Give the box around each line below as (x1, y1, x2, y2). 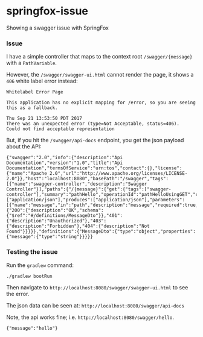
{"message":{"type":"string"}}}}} (6, 234, 94, 240)
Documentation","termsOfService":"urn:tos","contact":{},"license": (6, 165, 182, 171)
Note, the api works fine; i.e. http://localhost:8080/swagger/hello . (6, 313, 174, 321)
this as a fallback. (6, 105, 59, 111)
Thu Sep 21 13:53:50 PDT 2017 (6, 116, 83, 122)
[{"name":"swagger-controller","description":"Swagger (6, 181, 147, 187)
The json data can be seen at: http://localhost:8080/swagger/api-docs (6, 301, 184, 309)
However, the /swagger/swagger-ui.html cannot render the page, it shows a (6, 71, 194, 78)
